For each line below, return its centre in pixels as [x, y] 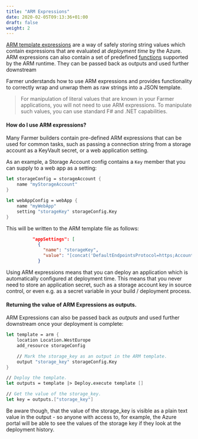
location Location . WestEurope [54, 340]
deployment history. [30, 429]
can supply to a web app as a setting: [52, 168]
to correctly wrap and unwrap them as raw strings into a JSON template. [94, 88]
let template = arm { [33, 335]
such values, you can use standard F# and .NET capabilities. [94, 111]
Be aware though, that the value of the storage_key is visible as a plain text [97, 411]
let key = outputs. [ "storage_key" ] [50, 400]
